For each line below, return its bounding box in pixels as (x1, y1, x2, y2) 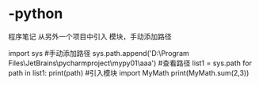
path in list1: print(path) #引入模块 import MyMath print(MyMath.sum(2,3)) (8, 68, 249, 77)
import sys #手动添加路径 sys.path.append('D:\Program (8, 48, 190, 57)
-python (8, 5, 63, 23)
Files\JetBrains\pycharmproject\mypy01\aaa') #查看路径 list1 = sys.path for (8, 58, 252, 68)
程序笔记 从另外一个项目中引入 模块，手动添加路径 (8, 31, 172, 41)
